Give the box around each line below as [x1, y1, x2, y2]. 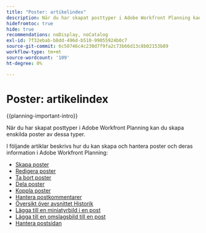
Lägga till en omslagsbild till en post [15, 213, 106, 221]
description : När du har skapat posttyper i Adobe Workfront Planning [6, 15, 191, 21]
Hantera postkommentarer [15, 194, 82, 201]
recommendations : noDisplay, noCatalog [6, 32, 109, 38]
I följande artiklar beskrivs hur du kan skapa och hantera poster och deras [6, 142, 193, 150]
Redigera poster [15, 167, 56, 175]
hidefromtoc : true [6, 20, 53, 26]
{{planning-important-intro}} [6, 112, 78, 120]
